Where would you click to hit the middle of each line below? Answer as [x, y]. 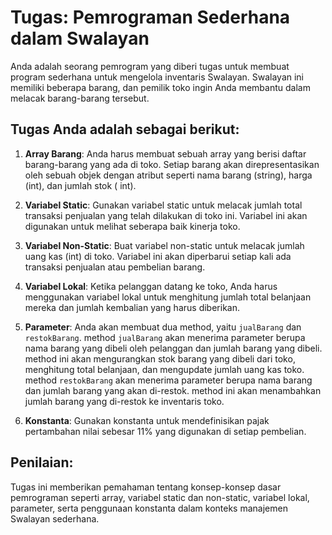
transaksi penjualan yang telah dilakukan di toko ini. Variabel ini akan [166, 215]
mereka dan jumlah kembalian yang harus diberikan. [132, 307]
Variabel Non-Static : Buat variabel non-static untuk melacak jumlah [164, 245]
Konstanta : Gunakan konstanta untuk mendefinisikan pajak [147, 420]
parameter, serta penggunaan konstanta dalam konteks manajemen [149, 508]
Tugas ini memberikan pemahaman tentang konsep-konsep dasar [146, 487]
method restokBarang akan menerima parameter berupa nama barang [168, 380]
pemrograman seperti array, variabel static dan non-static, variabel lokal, [160, 497]
